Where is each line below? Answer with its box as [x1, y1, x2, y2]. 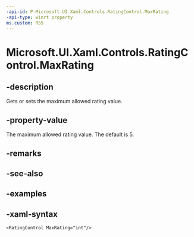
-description [6, 82, 54, 92]
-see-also [6, 168, 43, 178]
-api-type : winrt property [6, 14, 73, 20]
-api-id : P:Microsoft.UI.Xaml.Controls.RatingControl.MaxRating [6, 8, 169, 15]
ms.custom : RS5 [6, 20, 44, 26]
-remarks [6, 148, 42, 158]
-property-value [6, 115, 68, 125]
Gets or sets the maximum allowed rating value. [6, 98, 123, 105]
